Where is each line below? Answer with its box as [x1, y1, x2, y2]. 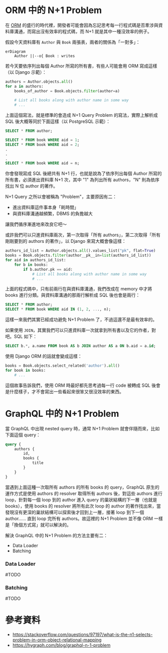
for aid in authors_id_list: [5, 258, 66, 263]
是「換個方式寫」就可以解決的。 [5, 522, 71, 528]
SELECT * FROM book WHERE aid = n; [5, 161, 80, 166]
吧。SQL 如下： [5, 334, 38, 340]
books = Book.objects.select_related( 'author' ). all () [5, 363, 120, 369]
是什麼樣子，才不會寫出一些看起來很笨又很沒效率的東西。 [5, 388, 124, 394]
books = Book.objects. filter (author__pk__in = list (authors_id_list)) [5, 253, 151, 258]
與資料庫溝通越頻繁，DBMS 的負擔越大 [12, 211, 93, 217]
